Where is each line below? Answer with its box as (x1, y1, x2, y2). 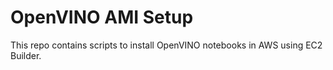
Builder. (10, 49, 42, 61)
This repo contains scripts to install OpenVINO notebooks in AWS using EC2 (10, 39, 323, 51)
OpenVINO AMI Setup (10, 6, 194, 29)
